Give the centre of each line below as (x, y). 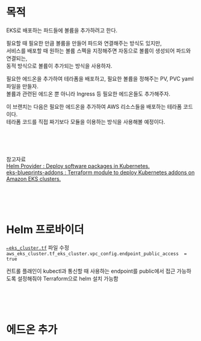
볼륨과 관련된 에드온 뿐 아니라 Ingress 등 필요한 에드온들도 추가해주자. (88, 94)
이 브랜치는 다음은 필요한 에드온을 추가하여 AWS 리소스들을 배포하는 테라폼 (94, 106)
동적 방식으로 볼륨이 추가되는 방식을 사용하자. (59, 66)
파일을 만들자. (23, 86)
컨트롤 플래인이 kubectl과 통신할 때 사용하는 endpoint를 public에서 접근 (91, 271)
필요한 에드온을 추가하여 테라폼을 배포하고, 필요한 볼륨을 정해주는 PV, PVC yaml (100, 79)
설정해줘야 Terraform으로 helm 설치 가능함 (68, 278)
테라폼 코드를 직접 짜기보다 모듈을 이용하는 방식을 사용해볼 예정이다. (86, 122)
